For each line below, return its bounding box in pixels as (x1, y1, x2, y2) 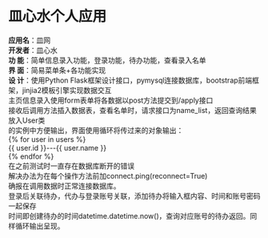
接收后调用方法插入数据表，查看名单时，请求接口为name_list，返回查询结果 (8, 105, 258, 115)
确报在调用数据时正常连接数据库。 (8, 181, 121, 191)
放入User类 (8, 115, 46, 125)
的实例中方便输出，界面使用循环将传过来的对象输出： (8, 125, 184, 135)
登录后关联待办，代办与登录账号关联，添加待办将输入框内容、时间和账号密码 (8, 191, 261, 200)
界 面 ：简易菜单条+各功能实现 (8, 65, 106, 75)
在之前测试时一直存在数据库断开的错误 (8, 161, 134, 171)
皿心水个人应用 (8, 7, 107, 26)
